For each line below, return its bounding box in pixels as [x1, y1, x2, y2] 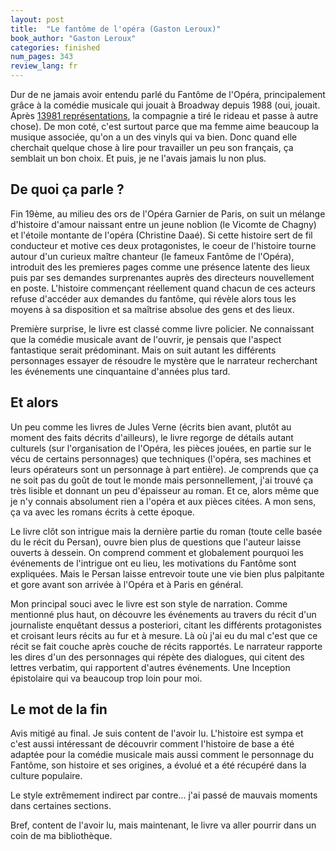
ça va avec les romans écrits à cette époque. [10, 506, 195, 518]
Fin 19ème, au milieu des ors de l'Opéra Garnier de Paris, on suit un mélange [10, 207, 326, 220]
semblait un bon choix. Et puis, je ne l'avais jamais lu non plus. [10, 152, 267, 164]
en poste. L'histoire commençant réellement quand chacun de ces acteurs [10, 282, 316, 294]
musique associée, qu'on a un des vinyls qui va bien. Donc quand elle [10, 131, 298, 143]
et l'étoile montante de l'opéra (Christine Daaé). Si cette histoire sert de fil [10, 229, 313, 241]
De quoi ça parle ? [10, 181, 125, 198]
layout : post [10, 14, 65, 25]
